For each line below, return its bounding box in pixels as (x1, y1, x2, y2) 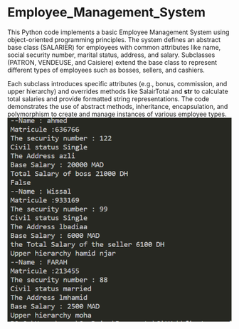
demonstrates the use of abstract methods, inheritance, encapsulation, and (7, 102, 228, 110)
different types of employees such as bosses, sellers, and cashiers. (7, 66, 205, 74)
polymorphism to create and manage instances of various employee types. (7, 110, 227, 118)
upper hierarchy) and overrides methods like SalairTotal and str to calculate (7, 87, 229, 95)
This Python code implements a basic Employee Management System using (7, 28, 230, 36)
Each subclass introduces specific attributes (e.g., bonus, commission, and (7, 79, 228, 88)
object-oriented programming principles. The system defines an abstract (7, 35, 221, 43)
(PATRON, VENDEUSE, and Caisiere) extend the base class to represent (7, 58, 218, 66)
